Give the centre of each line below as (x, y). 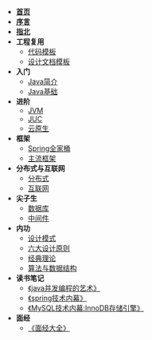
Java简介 (43, 81)
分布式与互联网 (40, 168)
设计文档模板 (49, 61)
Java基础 (43, 91)
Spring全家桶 (49, 148)
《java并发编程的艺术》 (64, 288)
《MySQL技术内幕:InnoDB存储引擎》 (86, 308)
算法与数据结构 (52, 268)
